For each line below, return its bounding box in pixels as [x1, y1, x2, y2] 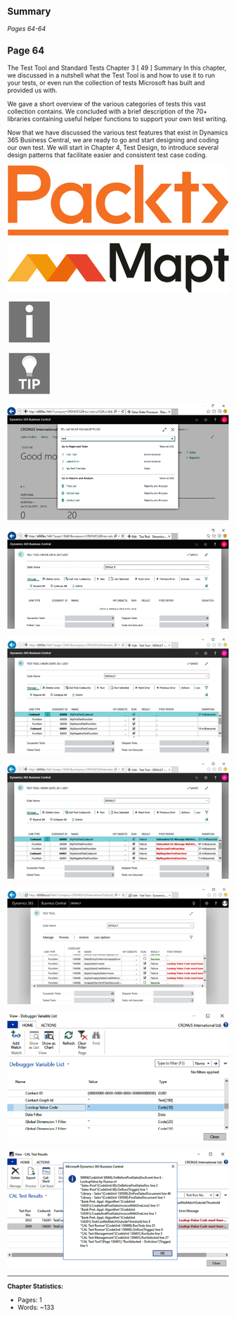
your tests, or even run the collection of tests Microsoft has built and [7, 78, 205, 87]
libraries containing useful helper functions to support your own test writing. [7, 114, 228, 123]
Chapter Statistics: [7, 1282, 64, 1291]
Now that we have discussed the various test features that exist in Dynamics [7, 128, 228, 137]
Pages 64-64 [7, 24, 46, 32]
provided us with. [7, 86, 58, 94]
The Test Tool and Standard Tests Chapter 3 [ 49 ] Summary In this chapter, [7, 63, 227, 72]
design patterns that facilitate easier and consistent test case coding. [7, 151, 207, 159]
